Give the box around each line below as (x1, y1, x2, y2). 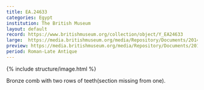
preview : (6, 43, 29, 49)
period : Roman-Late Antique (6, 49, 78, 55)
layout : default (6, 26, 47, 32)
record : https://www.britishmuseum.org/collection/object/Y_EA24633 (6, 32, 183, 38)
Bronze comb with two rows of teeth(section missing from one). (6, 77, 166, 84)
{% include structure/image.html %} (6, 65, 97, 72)
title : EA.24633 (6, 9, 47, 15)
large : (6, 37, 23, 43)
